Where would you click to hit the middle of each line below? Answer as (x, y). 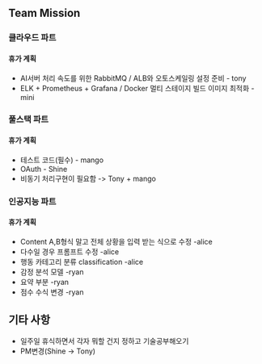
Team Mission (44, 13)
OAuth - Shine (44, 169)
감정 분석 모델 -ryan (52, 272)
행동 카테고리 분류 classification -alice (82, 261)
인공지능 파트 (32, 201)
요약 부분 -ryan (44, 282)
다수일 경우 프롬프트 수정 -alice (70, 251)
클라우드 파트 (32, 38)
